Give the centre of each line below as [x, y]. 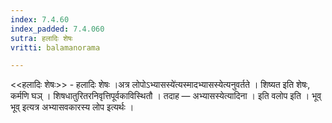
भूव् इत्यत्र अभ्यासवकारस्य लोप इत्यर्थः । [72, 107]
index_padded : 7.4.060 [57, 29]
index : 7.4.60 [40, 19]
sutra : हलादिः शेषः [41, 38]
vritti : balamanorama [55, 47]
